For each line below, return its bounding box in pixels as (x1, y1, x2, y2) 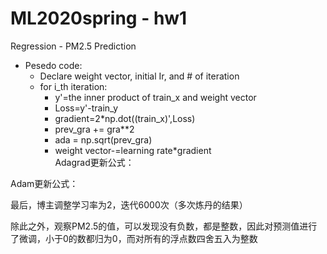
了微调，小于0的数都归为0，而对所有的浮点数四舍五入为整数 (10, 232, 258, 244)
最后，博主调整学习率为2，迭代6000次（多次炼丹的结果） (10, 198, 248, 211)
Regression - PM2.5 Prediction (10, 40, 137, 52)
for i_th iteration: (39, 80, 108, 92)
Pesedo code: (24, 59, 83, 71)
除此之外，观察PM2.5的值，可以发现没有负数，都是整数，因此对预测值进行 (10, 220, 318, 232)
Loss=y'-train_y (54, 102, 119, 114)
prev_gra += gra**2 (54, 123, 135, 135)
